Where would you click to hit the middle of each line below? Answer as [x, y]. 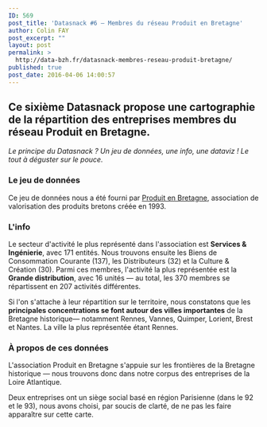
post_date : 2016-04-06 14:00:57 [62, 75]
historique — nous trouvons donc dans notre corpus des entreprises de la [129, 374]
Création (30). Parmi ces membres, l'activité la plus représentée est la [122, 270]
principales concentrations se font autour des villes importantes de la [126, 311]
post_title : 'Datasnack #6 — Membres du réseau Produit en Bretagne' [126, 23]
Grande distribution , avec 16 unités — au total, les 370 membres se [119, 278]
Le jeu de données [44, 180]
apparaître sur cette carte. [51, 414]
